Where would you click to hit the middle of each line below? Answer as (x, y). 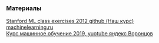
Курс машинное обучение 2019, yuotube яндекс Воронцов (79, 34)
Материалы (24, 8)
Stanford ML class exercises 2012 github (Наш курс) (70, 21)
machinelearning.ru (30, 27)
